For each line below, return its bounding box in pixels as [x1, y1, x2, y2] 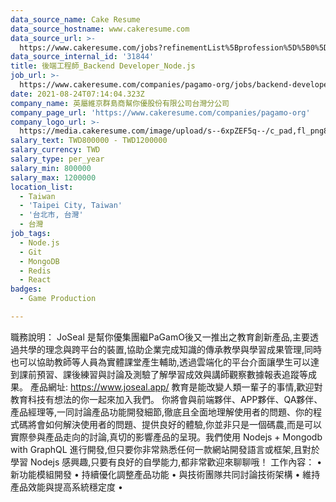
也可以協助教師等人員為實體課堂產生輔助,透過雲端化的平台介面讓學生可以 [10, 356, 312, 368]
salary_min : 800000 [10, 163, 92, 173]
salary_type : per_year [10, 154, 105, 164]
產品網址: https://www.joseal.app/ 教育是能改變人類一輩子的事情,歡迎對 [29, 381, 323, 393]
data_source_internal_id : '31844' [10, 52, 155, 62]
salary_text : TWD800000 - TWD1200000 [10, 136, 168, 146]
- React [19, 275, 52, 285]
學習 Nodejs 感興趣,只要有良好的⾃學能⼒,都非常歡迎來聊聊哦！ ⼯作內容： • [10, 456, 323, 468]
